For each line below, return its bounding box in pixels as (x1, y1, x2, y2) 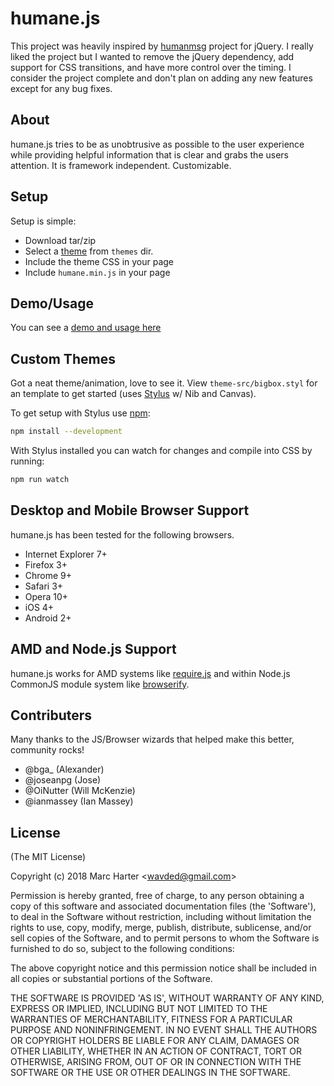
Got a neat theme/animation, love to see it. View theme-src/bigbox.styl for (10, 377, 318, 389)
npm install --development (10, 427, 123, 437)
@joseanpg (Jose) (24, 774, 102, 786)
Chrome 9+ (24, 569, 73, 581)
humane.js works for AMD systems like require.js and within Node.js (10, 667, 291, 679)
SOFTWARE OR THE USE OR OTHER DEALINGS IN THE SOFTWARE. (10, 1067, 291, 1079)
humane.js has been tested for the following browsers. (10, 528, 235, 541)
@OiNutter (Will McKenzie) (24, 785, 136, 797)
